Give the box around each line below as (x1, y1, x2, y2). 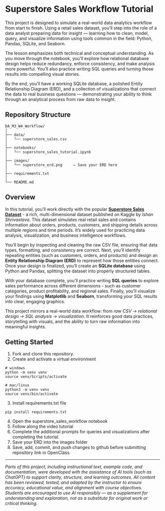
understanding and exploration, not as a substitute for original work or (5, 495, 148, 501)
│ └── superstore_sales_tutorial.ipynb (5, 149, 91, 155)
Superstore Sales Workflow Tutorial (5, 3, 154, 15)
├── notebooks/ (5, 145, 36, 150)
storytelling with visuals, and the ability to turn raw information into (5, 319, 140, 324)
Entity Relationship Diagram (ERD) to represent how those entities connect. (5, 257, 159, 263)
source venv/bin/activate (5, 391, 58, 397)
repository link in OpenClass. (12, 449, 71, 456)
